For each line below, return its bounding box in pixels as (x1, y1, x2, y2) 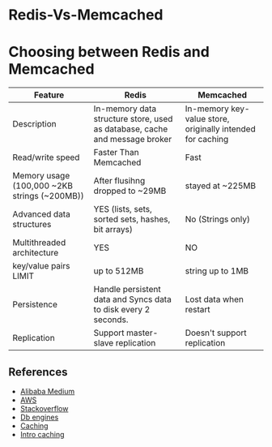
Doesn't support (185, 327, 247, 338)
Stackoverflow (19, 403, 69, 413)
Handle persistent (93, 284, 161, 295)
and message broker (93, 134, 172, 145)
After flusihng (93, 175, 146, 187)
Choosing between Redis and (8, 43, 210, 62)
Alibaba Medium (19, 386, 75, 396)
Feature (33, 89, 65, 101)
